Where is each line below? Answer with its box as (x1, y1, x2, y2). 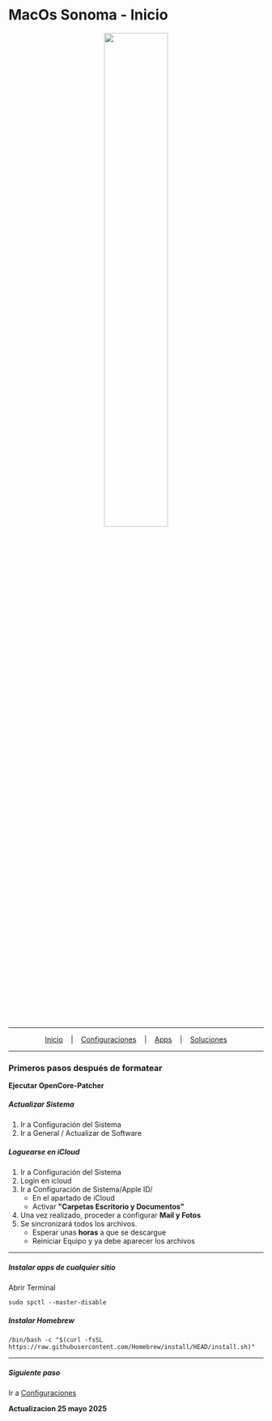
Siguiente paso (8, 1368, 61, 1377)
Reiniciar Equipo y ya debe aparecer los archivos (32, 1236, 196, 1246)
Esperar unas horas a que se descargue (32, 1227, 167, 1237)
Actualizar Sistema (8, 1099, 74, 1109)
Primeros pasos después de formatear (8, 1062, 163, 1073)
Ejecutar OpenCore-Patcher (8, 1081, 104, 1090)
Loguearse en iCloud (8, 1146, 80, 1156)
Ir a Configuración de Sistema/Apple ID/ (19, 1184, 153, 1194)
